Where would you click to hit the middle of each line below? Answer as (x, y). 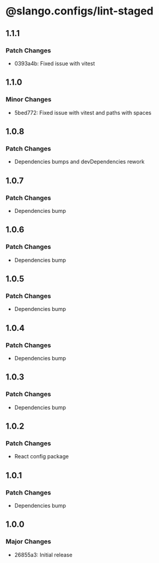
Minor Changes (28, 99)
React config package (41, 457)
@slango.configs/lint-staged (79, 11)
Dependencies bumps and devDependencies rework (79, 162)
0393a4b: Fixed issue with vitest (55, 63)
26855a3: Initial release (43, 555)
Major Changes (28, 541)
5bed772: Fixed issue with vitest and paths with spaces (83, 112)
